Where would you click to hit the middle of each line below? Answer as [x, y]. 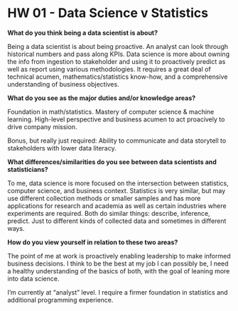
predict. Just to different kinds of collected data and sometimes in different [117, 221]
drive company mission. [42, 126]
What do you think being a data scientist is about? [83, 33]
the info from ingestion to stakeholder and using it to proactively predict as [117, 61]
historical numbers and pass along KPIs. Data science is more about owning [118, 54]
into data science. [33, 278]
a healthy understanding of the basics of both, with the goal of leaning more [119, 271]
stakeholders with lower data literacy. [62, 148]
